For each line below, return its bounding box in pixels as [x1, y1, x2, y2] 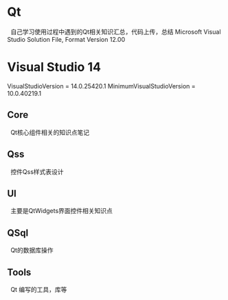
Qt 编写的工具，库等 [10, 285, 67, 293]
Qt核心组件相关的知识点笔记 [10, 128, 90, 136]
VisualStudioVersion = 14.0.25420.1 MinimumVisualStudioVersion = [7, 82, 196, 90]
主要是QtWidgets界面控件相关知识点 [10, 207, 113, 215]
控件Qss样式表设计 [10, 167, 64, 175]
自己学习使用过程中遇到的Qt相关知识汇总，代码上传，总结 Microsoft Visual [10, 27, 221, 36]
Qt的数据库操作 [10, 246, 54, 254]
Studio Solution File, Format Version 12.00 [7, 35, 126, 43]
